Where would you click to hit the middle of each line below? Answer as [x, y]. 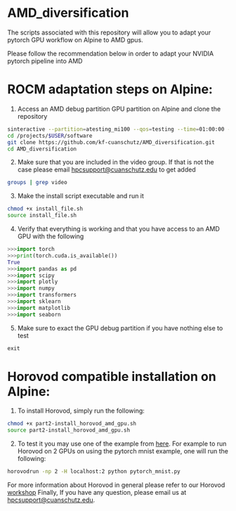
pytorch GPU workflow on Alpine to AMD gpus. [76, 39]
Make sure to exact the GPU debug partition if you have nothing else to [120, 328]
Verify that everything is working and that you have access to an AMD [118, 229]
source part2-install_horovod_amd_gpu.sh [69, 430]
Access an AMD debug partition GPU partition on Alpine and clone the [119, 109]
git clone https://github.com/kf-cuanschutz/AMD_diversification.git [111, 142]
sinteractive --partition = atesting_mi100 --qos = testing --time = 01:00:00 [116, 129]
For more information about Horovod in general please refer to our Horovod [116, 485]
